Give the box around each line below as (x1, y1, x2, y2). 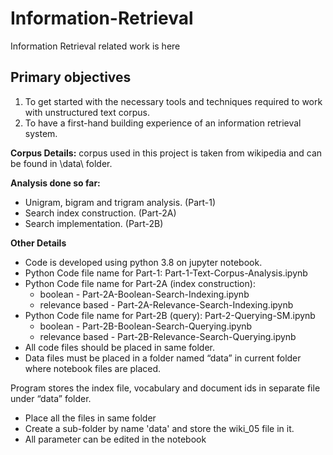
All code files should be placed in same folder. (24, 341, 216, 353)
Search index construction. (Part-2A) (24, 207, 177, 219)
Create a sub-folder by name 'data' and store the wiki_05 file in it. (24, 422, 295, 434)
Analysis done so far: (10, 177, 101, 189)
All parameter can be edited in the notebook (24, 433, 207, 445)
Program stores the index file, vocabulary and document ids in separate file (10, 382, 321, 394)
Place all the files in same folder (24, 412, 157, 424)
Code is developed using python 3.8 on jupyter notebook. (24, 256, 263, 268)
